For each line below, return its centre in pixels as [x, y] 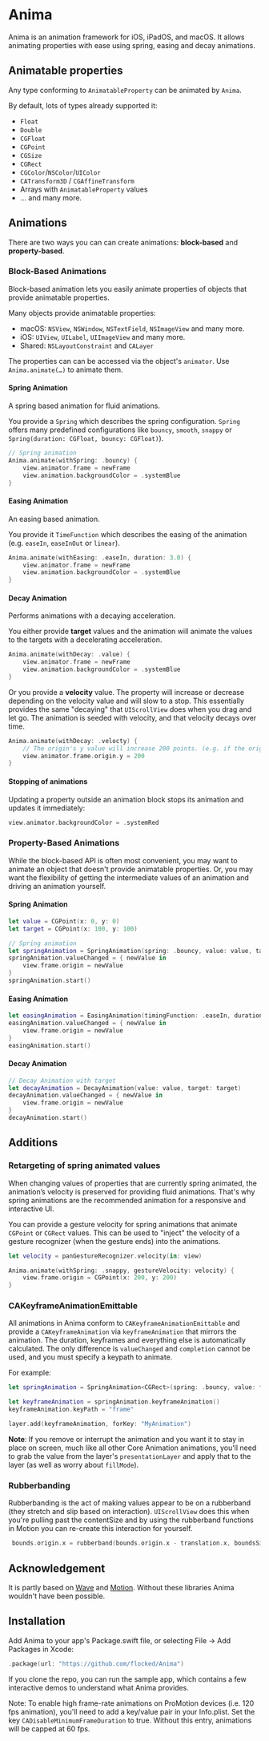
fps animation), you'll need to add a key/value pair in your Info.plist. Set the [132, 1711]
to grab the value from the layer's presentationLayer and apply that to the [130, 1456]
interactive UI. [31, 1209]
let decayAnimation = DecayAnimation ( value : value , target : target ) [125, 1088]
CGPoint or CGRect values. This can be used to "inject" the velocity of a [124, 1233]
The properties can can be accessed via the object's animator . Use [119, 361]
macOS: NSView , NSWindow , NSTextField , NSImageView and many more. [132, 328]
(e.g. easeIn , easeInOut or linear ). [64, 543]
